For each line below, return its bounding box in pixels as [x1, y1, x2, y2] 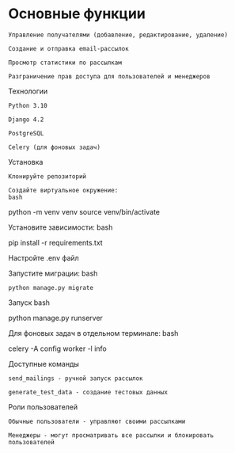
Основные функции [8, 5, 146, 23]
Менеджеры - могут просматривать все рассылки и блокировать [8, 431, 214, 440]
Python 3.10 [8, 101, 47, 109]
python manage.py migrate [8, 284, 93, 291]
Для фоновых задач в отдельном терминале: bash [8, 328, 179, 337]
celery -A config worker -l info [8, 344, 107, 353]
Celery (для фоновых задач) [8, 143, 101, 151]
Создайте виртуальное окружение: [8, 186, 119, 194]
